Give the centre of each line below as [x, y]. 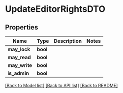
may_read [19, 57]
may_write [20, 65]
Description [68, 41]
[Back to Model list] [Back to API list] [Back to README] [61, 85]
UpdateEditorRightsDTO [55, 9]
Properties [22, 27]
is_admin [18, 73]
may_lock [19, 49]
